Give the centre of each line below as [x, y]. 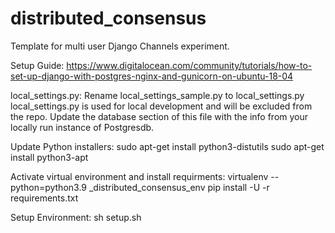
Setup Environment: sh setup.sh [76, 217]
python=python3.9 [49, 187]
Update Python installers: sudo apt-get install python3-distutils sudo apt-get [167, 146]
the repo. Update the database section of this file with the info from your [159, 116]
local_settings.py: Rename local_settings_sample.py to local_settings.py [157, 95]
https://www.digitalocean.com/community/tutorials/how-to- [189, 65]
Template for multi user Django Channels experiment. [120, 46]
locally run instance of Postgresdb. [82, 127]
